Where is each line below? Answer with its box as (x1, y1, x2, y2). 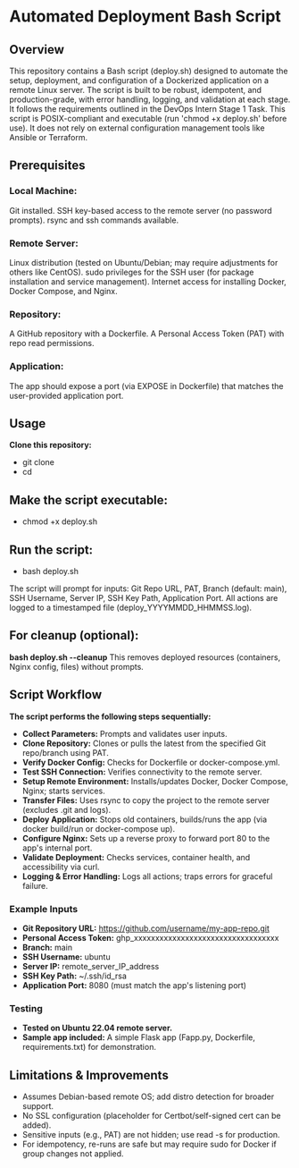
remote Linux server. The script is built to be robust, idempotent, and (9, 85, 262, 95)
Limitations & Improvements (9, 1067, 170, 1083)
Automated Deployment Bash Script (9, 6, 281, 27)
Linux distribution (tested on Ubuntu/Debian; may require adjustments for (9, 257, 278, 267)
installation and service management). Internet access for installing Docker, (9, 275, 287, 287)
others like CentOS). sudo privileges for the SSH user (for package (9, 267, 254, 277)
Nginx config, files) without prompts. (9, 661, 145, 672)
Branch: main (21, 942, 73, 952)
